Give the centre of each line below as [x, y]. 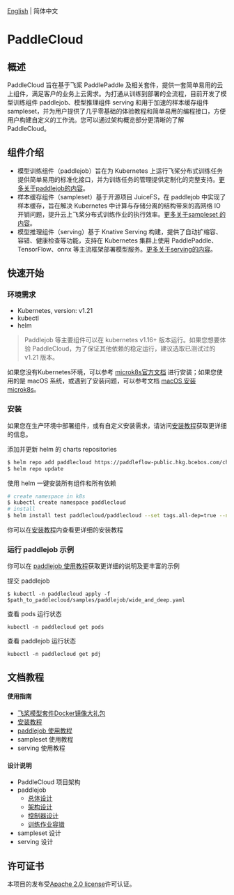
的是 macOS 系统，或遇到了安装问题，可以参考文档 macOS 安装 [104, 381]
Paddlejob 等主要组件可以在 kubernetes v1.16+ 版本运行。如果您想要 [122, 339]
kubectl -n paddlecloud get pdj [54, 655]
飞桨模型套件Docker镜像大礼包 [61, 713]
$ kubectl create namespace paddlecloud [67, 503]
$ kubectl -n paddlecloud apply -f [59, 594]
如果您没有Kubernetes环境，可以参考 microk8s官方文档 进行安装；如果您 [112, 372]
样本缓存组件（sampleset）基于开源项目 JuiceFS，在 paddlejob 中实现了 [122, 197]
